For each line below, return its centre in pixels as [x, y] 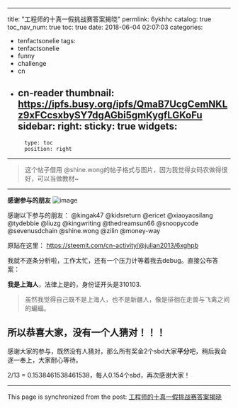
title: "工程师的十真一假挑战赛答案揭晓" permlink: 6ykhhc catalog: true [109, 19]
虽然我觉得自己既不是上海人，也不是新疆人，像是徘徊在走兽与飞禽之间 [127, 299]
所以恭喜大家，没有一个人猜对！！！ [86, 333]
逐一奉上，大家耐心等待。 [45, 360]
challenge [32, 63]
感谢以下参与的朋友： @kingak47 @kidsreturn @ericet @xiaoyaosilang [110, 215]
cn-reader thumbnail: [66, 93]
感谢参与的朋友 [29, 200]
